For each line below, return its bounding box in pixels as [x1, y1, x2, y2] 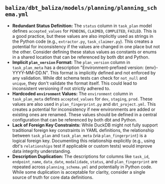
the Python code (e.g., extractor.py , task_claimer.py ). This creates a [12, 38, 153, 44]
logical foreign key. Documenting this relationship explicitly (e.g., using [12, 138, 156, 144]
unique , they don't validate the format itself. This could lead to [12, 80, 137, 86]
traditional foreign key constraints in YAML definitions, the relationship [12, 127, 154, 133]
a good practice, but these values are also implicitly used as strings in [12, 33, 154, 39]
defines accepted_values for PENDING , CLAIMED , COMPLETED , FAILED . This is [12, 28, 157, 34]
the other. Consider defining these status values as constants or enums [12, 49, 157, 55]
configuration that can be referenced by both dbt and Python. [12, 117, 137, 123]
